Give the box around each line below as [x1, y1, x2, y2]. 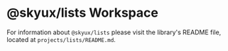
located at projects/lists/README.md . [6, 35, 116, 43]
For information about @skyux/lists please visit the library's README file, [6, 28, 222, 36]
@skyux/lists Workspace [6, 5, 159, 21]
